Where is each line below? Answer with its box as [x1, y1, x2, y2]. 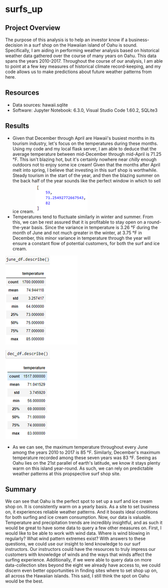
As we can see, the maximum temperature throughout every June [12, 444, 148, 450]
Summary [5, 485, 36, 494]
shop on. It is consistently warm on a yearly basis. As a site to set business [5, 504, 159, 510]
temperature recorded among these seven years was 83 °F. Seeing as [12, 455, 157, 461]
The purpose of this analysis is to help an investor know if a [5, 37, 128, 43]
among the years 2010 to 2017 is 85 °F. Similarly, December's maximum [12, 449, 160, 455]
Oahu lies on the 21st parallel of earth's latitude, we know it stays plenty [12, 460, 160, 466]
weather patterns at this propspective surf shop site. [12, 470, 121, 477]
